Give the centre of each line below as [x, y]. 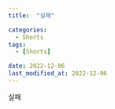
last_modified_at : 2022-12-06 [58, 73]
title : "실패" [32, 15]
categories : [28, 30]
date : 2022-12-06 [37, 66]
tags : [17, 44]
